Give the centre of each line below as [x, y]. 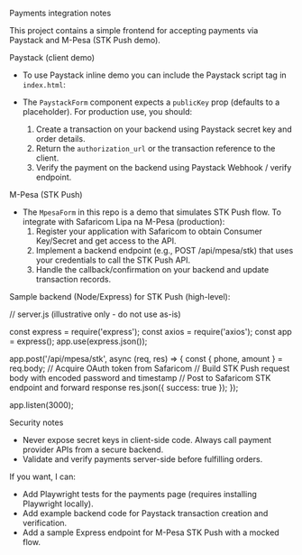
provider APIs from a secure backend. [93, 449]
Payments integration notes [60, 13]
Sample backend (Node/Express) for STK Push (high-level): [120, 296]
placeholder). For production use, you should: [107, 111]
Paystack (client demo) [52, 57]
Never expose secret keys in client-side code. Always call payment [147, 440]
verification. [45, 523]
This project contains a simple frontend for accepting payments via [134, 30]
